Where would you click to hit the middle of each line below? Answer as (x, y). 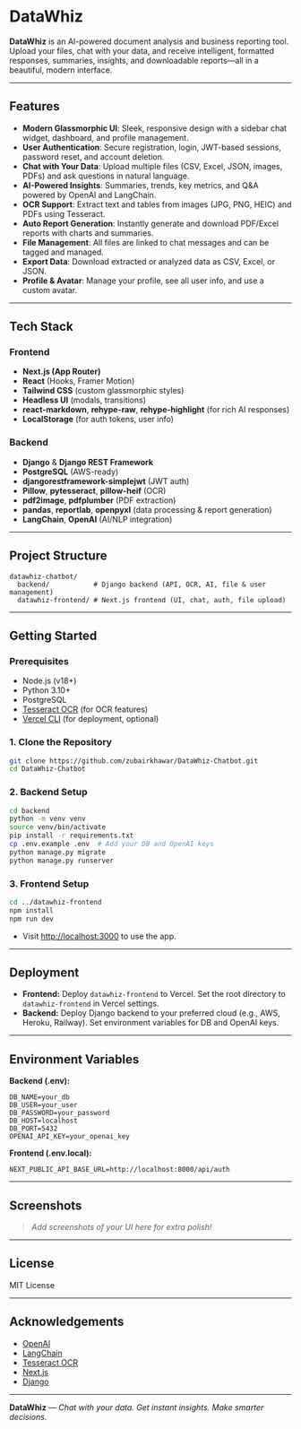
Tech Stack (41, 327)
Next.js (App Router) (61, 372)
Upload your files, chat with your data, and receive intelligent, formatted (142, 50)
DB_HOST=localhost (43, 1121)
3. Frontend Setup (49, 883)
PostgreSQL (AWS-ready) (70, 472)
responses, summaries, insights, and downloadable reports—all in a (134, 60)
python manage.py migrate (57, 852)
